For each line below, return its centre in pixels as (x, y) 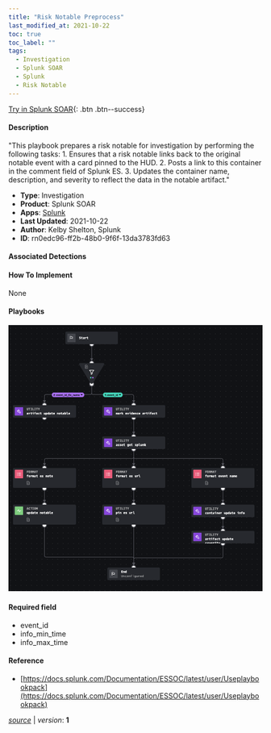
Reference (26, 660)
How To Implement (40, 275)
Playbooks (27, 311)
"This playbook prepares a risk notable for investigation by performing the (131, 145)
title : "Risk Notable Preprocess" (67, 17)
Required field (32, 607)
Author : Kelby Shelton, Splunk (70, 229)
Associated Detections (48, 256)
